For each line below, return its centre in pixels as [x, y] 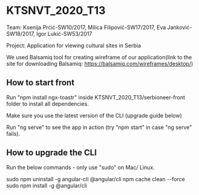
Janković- [180, 27]
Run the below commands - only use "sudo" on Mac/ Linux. [81, 167]
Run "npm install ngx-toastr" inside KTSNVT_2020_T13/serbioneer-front [96, 97]
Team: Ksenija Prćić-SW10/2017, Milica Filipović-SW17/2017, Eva [86, 27]
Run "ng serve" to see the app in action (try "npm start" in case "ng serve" [99, 127]
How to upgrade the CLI [51, 153]
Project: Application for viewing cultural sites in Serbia [73, 45]
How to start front [40, 83]
